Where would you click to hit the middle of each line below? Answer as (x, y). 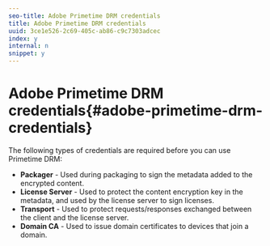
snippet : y (27, 53)
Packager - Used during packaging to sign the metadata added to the (136, 174)
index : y (23, 38)
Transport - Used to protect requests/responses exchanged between (136, 209)
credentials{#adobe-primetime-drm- (135, 111)
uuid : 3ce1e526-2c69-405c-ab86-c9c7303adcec (84, 31)
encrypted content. (52, 183)
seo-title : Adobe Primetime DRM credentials (84, 16)
